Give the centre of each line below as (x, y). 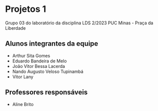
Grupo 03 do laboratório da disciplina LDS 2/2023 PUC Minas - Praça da (79, 23)
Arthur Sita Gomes (31, 55)
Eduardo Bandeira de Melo (39, 61)
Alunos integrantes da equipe (52, 44)
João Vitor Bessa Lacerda (39, 66)
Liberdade (16, 28)
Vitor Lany (23, 77)
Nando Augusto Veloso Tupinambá (48, 71)
